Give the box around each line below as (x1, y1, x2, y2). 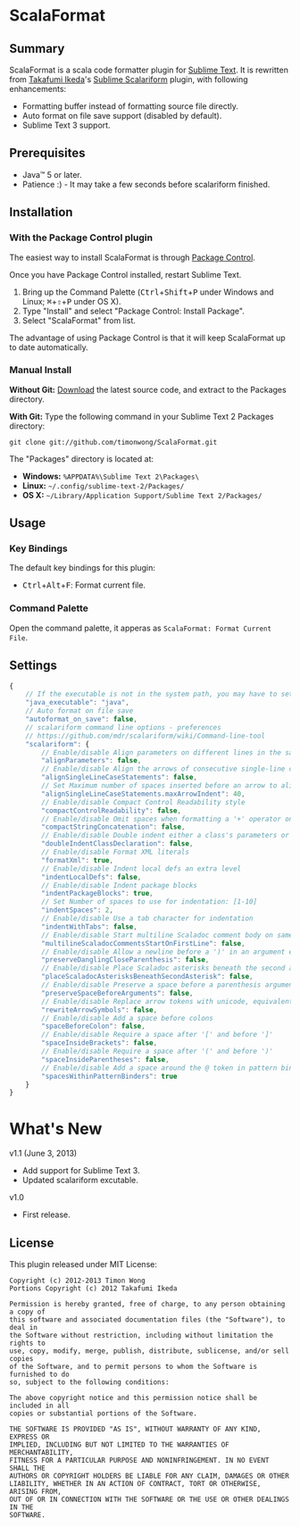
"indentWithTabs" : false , (41, 922, 138, 931)
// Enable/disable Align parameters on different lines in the (41, 747, 281, 757)
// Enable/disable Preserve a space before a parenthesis (41, 980, 262, 989)
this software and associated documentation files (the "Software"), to (9, 1315, 286, 1324)
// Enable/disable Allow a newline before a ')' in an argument (41, 947, 286, 956)
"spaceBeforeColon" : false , (41, 1022, 146, 1031)
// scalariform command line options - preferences (25, 722, 221, 732)
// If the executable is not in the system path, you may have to (25, 689, 278, 699)
